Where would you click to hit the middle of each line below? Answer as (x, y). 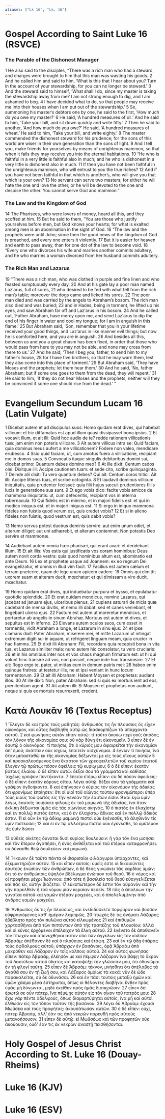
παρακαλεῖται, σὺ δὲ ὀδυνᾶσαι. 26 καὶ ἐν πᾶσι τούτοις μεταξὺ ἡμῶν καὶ (79, 977)
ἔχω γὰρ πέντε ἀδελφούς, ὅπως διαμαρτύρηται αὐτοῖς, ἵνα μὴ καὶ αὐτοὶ (79, 998)
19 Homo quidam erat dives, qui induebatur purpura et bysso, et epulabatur (81, 591)
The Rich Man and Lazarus (37, 268)
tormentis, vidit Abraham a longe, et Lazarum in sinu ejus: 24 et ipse (74, 628)
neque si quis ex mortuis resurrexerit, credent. (52, 691)
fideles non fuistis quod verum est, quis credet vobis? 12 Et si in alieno (76, 511)
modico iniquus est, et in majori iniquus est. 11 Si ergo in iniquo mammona (79, 505)
